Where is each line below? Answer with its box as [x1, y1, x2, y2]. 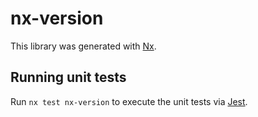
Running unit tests [10, 69, 127, 86]
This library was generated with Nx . [10, 40, 157, 52]
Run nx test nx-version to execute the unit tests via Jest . [10, 95, 248, 107]
